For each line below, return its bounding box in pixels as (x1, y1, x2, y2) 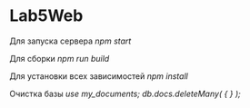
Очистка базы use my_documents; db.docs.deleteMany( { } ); (9, 88, 241, 99)
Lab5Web (9, 5, 84, 26)
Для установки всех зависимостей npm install (9, 70, 188, 82)
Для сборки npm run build (9, 53, 110, 64)
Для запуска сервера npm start (9, 35, 132, 46)
